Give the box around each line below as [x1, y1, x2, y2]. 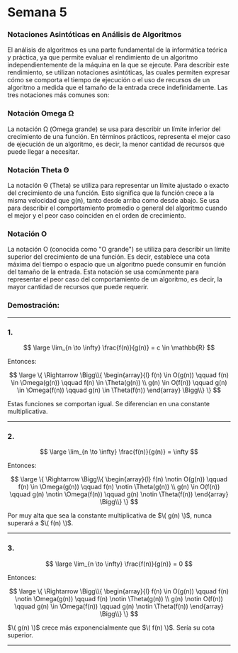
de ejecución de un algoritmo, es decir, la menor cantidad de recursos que [7, 140, 225, 148]
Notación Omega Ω [7, 108, 74, 118]
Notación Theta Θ [7, 164, 69, 174]
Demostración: [7, 301, 60, 311]
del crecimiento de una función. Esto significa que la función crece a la [7, 189, 215, 197]
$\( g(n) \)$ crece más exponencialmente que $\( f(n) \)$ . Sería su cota [7, 623, 215, 632]
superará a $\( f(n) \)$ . [7, 519, 74, 528]
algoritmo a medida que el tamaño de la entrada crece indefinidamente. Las [7, 83, 228, 92]
